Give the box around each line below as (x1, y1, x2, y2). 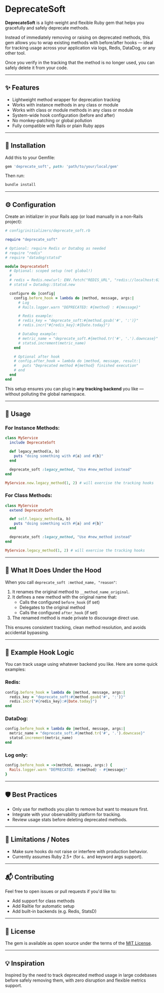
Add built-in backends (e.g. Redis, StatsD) (12, 909, 97, 915)
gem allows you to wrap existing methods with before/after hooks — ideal (5, 39, 153, 45)
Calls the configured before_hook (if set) (19, 599, 100, 605)
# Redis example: (18, 314, 54, 318)
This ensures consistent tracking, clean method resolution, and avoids (5, 624, 146, 630)
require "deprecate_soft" (5, 237, 58, 242)
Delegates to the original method (19, 604, 85, 610)
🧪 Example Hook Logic (5, 648, 75, 656)
